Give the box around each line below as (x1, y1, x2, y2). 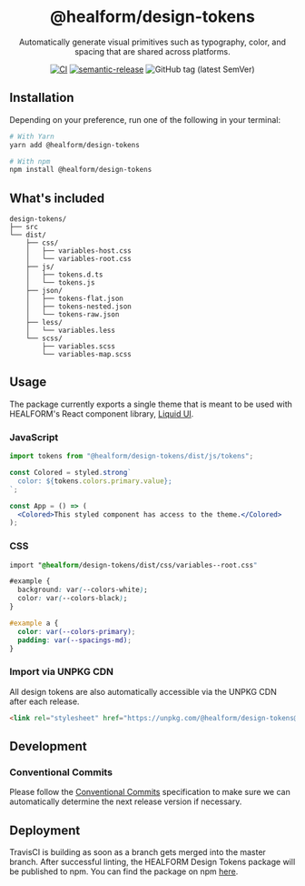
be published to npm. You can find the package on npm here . (9, 866, 239, 877)
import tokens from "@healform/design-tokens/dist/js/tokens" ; (9, 452, 254, 461)
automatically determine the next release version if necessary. (9, 796, 242, 807)
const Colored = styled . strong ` (9, 468, 132, 478)
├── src (9, 223, 39, 232)
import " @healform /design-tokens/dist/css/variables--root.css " (9, 560, 258, 569)
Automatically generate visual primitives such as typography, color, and (18, 36, 287, 47)
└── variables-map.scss (42, 350, 132, 359)
